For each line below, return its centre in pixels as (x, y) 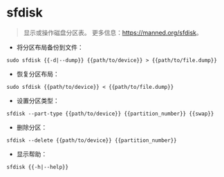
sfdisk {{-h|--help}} (38, 167)
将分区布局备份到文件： (50, 47)
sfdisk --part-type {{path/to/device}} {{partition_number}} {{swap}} (110, 114)
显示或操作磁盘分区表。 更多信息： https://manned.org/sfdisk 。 (113, 32)
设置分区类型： (38, 101)
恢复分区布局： (38, 74)
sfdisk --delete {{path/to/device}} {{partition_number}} (92, 140)
